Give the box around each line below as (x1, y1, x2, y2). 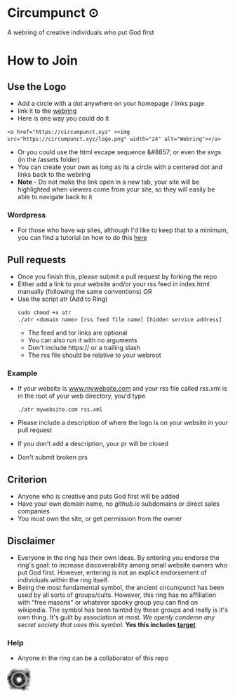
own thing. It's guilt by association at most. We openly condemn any (17, 612, 215, 622)
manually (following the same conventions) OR (17, 288, 152, 296)
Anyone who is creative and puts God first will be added (17, 492, 180, 501)
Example (7, 368, 38, 378)
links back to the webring (17, 170, 91, 178)
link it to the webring (17, 107, 77, 115)
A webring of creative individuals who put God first (7, 28, 154, 36)
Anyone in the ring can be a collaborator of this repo (17, 654, 169, 662)
